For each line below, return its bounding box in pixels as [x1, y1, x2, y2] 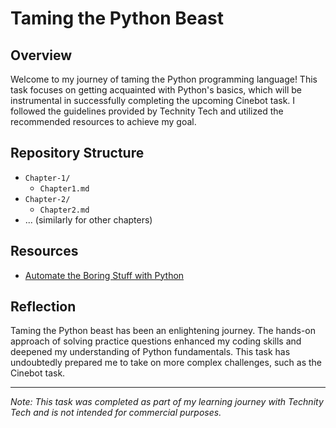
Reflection [10, 298, 77, 316]
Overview [10, 47, 73, 64]
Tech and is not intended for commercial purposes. [10, 407, 222, 419]
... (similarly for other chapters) [24, 213, 153, 226]
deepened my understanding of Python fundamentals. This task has [10, 346, 291, 358]
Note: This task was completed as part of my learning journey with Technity [10, 396, 324, 408]
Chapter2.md [39, 205, 90, 215]
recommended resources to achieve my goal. [10, 116, 197, 127]
